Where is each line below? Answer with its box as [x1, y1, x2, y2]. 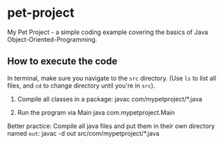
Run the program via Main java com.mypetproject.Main [17, 108, 176, 116]
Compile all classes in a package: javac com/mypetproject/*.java [17, 95, 203, 103]
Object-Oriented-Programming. [7, 35, 98, 43]
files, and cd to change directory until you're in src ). [7, 81, 155, 90]
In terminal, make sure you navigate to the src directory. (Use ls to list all [7, 74, 217, 82]
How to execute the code [7, 56, 118, 67]
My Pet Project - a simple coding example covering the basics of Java [7, 28, 208, 36]
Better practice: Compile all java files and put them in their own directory [7, 122, 215, 130]
